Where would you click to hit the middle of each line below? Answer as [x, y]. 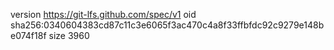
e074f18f [28, 35]
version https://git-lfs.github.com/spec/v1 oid [103, 14]
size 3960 [69, 35]
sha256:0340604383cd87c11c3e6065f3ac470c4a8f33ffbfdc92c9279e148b [167, 25]
